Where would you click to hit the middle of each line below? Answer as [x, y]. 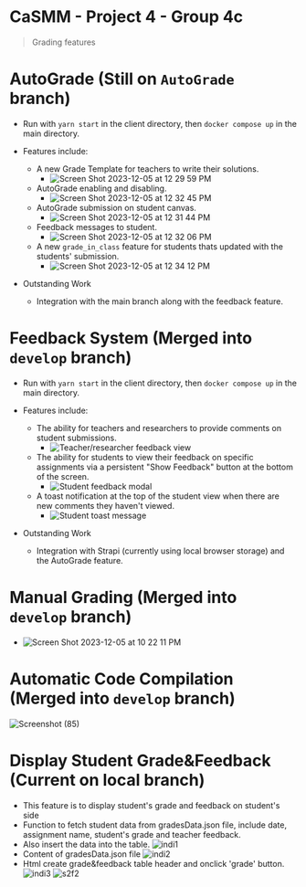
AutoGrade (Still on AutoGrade [122, 79]
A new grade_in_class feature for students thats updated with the [159, 246]
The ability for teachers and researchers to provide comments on [158, 428]
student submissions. [76, 438]
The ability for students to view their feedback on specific [145, 457]
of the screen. [63, 476]
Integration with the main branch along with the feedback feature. [159, 301]
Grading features [63, 42]
